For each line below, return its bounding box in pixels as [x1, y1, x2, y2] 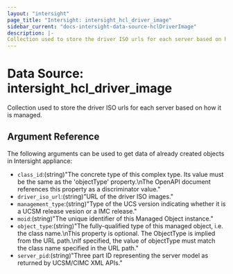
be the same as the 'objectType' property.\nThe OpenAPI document [17, 178, 212, 186]
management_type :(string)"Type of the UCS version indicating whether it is [17, 199, 226, 208]
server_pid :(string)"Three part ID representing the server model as [17, 251, 209, 259]
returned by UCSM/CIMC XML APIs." [17, 258, 123, 267]
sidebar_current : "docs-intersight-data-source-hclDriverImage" [7, 23, 197, 30]
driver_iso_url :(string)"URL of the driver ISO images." [17, 192, 173, 200]
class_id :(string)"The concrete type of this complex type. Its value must [17, 170, 224, 178]
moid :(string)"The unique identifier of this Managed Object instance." [17, 214, 214, 223]
